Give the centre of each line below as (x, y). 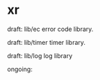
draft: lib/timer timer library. (46, 42)
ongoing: (20, 69)
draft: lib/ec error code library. (50, 29)
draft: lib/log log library (40, 56)
